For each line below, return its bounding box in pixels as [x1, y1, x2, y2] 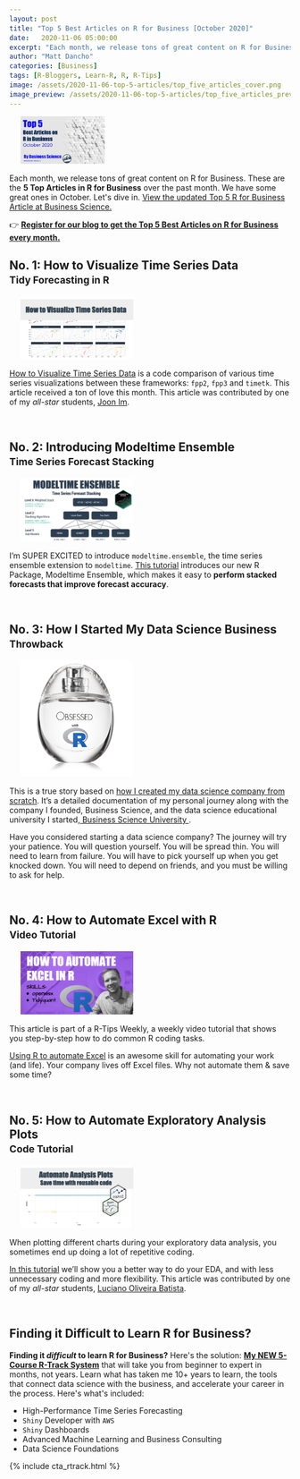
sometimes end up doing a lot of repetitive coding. [9, 1246, 195, 1257]
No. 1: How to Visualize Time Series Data [9, 258, 239, 273]
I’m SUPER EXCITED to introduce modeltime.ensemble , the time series [9, 550, 263, 561]
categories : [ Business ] [9, 62, 98, 71]
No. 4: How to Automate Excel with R [9, 913, 217, 928]
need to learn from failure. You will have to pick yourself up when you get [9, 850, 279, 861]
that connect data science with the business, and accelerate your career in [9, 1378, 285, 1389]
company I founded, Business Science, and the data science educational [9, 804, 277, 815]
